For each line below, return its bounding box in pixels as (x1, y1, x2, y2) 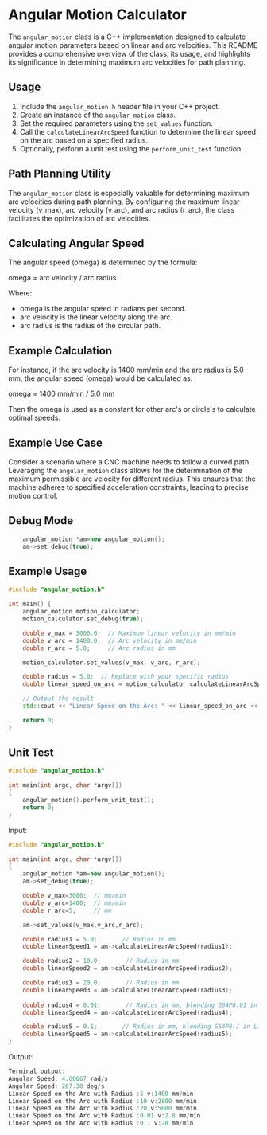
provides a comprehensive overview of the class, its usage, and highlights (8, 49, 250, 58)
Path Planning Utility (8, 167, 111, 181)
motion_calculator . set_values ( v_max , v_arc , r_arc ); (22, 659, 201, 667)
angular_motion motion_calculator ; (22, 608, 141, 616)
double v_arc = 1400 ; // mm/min (22, 898, 126, 907)
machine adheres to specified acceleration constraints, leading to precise (8, 483, 249, 491)
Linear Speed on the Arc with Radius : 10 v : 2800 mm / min (8, 1097, 197, 1105)
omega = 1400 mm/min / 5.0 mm (8, 389, 115, 399)
